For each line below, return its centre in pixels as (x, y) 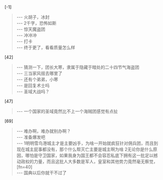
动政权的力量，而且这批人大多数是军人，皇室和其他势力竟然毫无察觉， (87, 162)
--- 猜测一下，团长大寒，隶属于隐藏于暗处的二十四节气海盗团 (78, 67)
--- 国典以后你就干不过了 (41, 173)
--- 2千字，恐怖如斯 (36, 23)
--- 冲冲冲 (27, 35)
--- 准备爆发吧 (31, 137)
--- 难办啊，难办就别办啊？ (44, 131)
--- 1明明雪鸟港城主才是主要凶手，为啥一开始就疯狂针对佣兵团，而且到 (87, 143)
